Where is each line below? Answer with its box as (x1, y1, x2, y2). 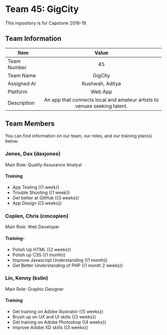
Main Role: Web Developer (5, 224, 60, 230)
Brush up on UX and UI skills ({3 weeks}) (12, 314, 96, 320)
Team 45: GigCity (5, 3, 79, 15)
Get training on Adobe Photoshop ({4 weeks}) (12, 319, 107, 325)
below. (5, 138, 19, 144)
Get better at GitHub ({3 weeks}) (12, 195, 80, 201)
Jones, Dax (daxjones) (5, 151, 61, 158)
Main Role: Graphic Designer (5, 286, 64, 292)
